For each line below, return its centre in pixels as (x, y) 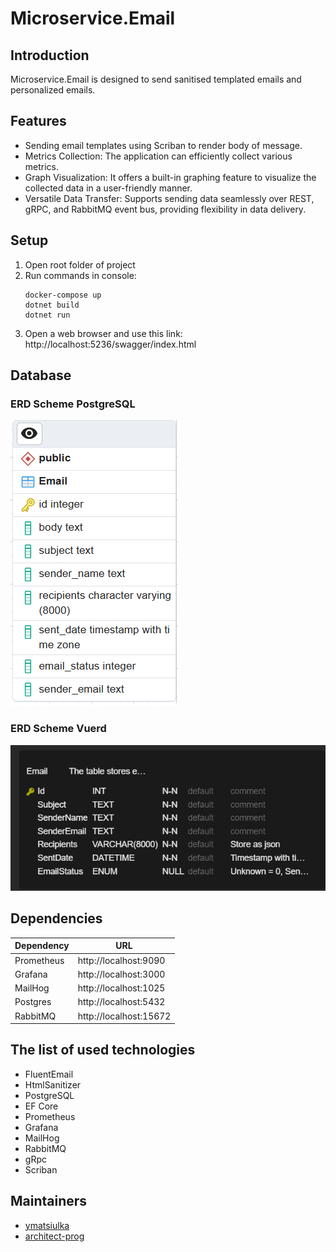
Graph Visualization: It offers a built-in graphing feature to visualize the (170, 177)
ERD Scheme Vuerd (58, 729)
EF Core (41, 1106)
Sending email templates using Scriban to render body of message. (163, 145)
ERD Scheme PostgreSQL (73, 404)
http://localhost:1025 (121, 988)
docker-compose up (63, 295)
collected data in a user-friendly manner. (108, 188)
